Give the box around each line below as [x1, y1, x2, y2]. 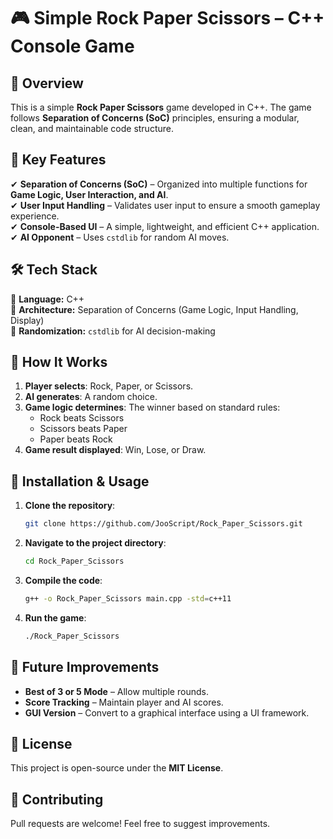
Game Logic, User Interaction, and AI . [10, 188, 169, 200]
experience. [10, 210, 60, 222]
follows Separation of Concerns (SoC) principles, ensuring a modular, [10, 112, 300, 124]
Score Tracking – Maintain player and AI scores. [24, 696, 224, 708]
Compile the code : [24, 575, 103, 586]
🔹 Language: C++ [10, 293, 85, 305]
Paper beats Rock [39, 433, 113, 445]
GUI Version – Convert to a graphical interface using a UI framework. [24, 706, 310, 719]
